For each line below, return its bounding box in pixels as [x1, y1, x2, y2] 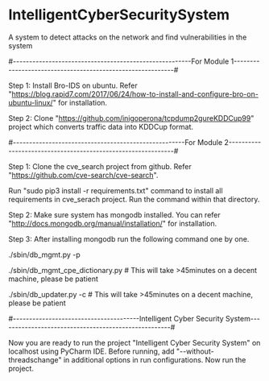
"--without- [176, 346, 215, 356]
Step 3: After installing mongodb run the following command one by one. [8, 234, 250, 243]
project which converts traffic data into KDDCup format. [8, 122, 194, 131]
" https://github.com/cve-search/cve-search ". [8, 170, 159, 180]
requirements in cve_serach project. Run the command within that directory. [8, 194, 260, 204]
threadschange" [8, 354, 62, 364]
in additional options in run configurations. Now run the [63, 354, 246, 364]
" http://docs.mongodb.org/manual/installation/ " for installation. [8, 218, 217, 228]
